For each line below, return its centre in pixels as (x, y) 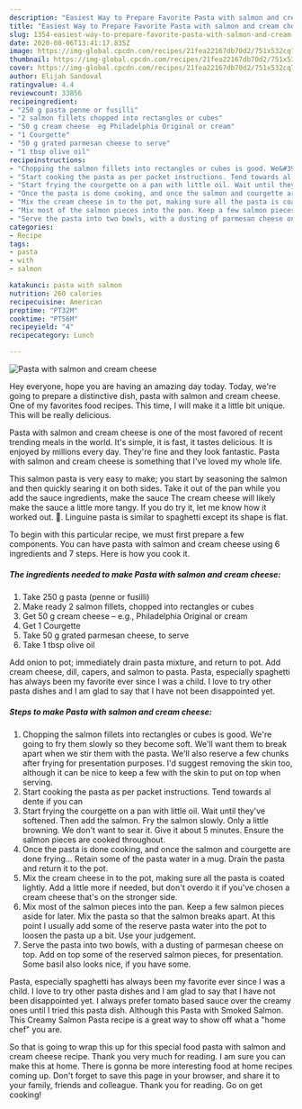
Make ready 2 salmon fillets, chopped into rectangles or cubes (138, 606)
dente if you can (53, 801)
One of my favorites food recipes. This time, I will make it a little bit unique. (147, 405)
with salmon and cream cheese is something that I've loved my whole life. (146, 461)
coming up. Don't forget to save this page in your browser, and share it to (145, 1075)
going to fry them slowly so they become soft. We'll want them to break (155, 743)
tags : (19, 244)
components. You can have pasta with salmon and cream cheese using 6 (145, 544)
